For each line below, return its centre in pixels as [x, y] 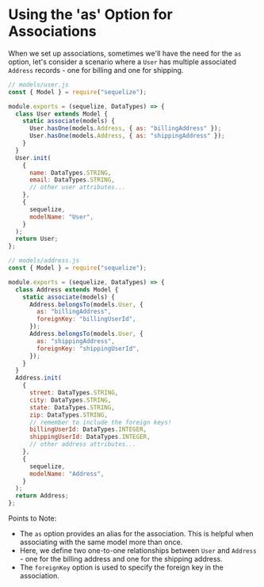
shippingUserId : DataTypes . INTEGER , [90, 437]
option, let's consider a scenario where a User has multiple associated [122, 62]
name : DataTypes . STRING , [70, 173]
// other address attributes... [82, 444]
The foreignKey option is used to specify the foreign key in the [121, 567]
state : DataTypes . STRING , [72, 407]
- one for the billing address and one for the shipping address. [121, 559]
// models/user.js [38, 85]
